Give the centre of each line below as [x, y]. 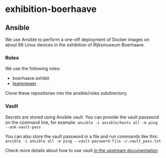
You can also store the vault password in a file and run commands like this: [82, 136]
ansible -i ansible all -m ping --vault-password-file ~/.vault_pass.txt [83, 141]
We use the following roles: [33, 69]
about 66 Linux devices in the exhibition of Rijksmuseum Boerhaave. [75, 45]
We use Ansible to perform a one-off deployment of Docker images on [77, 39]
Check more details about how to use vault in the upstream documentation [82, 150]
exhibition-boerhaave [51, 9]
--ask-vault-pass [23, 127]
